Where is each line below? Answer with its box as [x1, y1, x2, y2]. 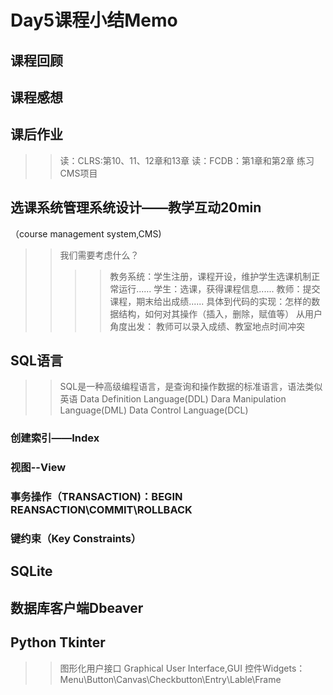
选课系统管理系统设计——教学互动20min [10, 199, 262, 216]
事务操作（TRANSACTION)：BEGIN [10, 490, 183, 504]
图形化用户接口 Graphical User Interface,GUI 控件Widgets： [59, 662, 306, 674]
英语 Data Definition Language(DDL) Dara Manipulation [59, 393, 287, 405]
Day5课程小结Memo [10, 9, 178, 32]
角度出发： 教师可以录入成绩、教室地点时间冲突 [109, 320, 306, 332]
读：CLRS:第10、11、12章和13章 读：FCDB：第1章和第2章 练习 [59, 154, 315, 166]
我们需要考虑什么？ [59, 249, 140, 261]
